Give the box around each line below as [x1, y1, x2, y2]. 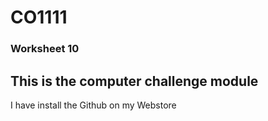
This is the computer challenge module [10, 72, 259, 90]
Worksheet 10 [10, 42, 80, 56]
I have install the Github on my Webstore [10, 99, 177, 111]
